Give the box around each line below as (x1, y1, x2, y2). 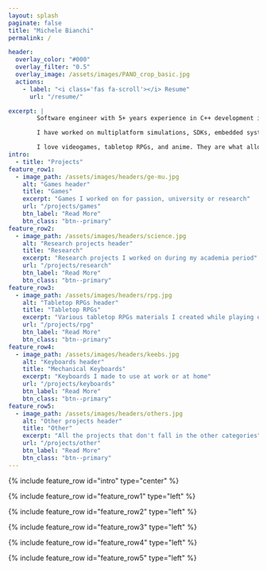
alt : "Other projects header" (22, 417, 123, 425)
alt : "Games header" (22, 180, 91, 188)
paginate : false (8, 19, 62, 27)
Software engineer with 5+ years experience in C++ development (37, 115, 254, 123)
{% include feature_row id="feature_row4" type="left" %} (8, 537, 198, 547)
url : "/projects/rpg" (22, 321, 94, 329)
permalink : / (8, 33, 52, 42)
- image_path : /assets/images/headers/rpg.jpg (15, 291, 172, 299)
